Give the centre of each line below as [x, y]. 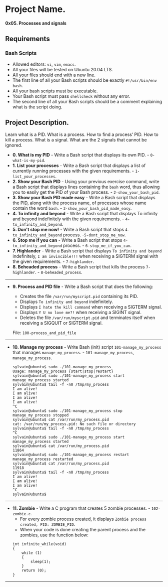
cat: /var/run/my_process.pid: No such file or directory [74, 424]
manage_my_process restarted [43, 459]
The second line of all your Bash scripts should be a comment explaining [87, 101]
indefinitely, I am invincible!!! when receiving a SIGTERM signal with [85, 256]
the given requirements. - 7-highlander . [53, 261]
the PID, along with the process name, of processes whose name [79, 203]
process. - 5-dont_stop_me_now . [94, 235]
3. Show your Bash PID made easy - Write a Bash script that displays [84, 198]
